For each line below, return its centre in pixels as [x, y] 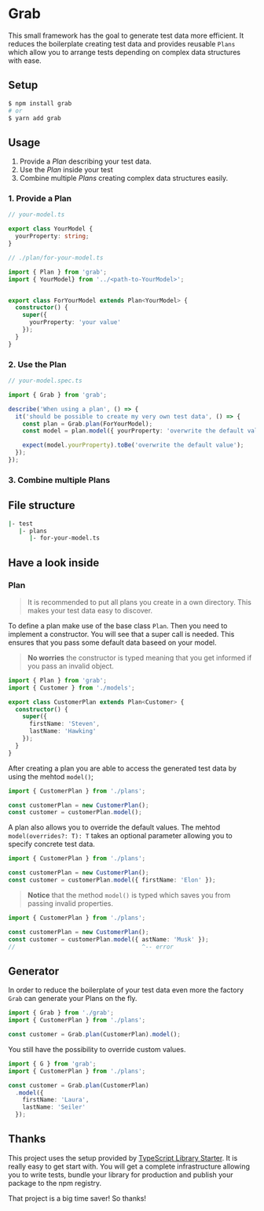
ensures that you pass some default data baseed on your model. [113, 642]
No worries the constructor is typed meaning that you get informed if [139, 657]
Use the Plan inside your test [66, 170]
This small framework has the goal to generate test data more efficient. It [126, 35]
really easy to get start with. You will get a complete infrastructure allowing [129, 1166]
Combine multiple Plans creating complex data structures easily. [124, 179]
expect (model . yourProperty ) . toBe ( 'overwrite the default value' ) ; [133, 445]
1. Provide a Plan [40, 199]
